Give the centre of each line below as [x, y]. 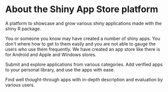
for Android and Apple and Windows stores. [51, 55]
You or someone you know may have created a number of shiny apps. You [83, 38]
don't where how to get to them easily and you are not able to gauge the [80, 43]
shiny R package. [23, 28]
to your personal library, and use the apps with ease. [60, 70]
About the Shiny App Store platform [82, 9]
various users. [20, 85]
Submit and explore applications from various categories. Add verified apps [84, 64]
